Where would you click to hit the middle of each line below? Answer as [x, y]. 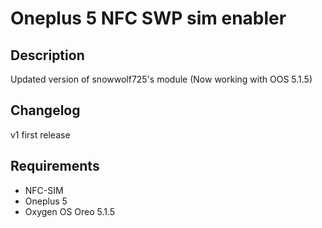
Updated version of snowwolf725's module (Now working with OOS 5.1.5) [161, 79]
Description [47, 55]
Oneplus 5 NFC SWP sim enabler [148, 18]
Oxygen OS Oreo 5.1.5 [70, 211]
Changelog [45, 110]
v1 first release [40, 134]
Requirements [55, 166]
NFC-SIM [44, 190]
